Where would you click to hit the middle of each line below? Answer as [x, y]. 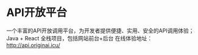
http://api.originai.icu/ [33, 45]
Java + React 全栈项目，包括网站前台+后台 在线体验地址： [80, 38]
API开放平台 [37, 13]
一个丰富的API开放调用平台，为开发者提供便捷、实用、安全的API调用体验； [100, 31]
